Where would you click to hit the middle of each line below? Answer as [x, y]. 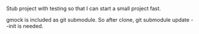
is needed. [31, 26]
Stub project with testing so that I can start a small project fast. [84, 8]
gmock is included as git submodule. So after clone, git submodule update [98, 20]
